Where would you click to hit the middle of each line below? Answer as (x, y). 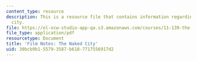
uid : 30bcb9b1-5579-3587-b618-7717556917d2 (60, 49)
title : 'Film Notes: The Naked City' (52, 44)
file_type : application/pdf (40, 33)
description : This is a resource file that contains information (87, 17)
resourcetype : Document (35, 38)
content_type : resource (35, 11)
